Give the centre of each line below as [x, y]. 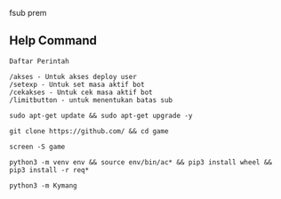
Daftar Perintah [39, 61]
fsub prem [28, 13]
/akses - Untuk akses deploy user [73, 76]
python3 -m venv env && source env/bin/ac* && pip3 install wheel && [141, 162]
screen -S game [37, 147]
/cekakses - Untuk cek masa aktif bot [81, 92]
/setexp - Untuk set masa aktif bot [77, 84]
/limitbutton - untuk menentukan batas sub [91, 100]
